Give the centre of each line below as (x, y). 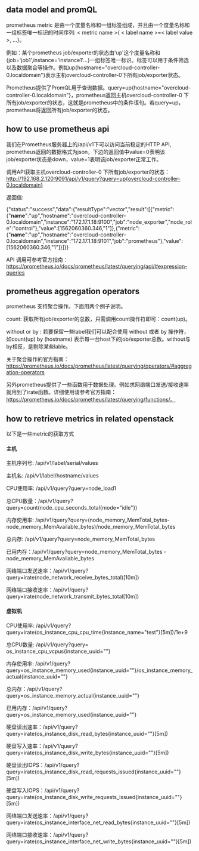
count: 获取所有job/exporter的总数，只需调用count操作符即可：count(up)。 (98, 319)
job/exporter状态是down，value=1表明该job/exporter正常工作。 (84, 159)
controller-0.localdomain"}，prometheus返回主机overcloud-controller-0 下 (98, 95)
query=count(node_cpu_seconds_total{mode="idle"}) (72, 508)
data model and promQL (52, 10)
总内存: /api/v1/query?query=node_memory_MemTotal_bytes (81, 539)
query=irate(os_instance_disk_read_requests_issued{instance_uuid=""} (94, 772)
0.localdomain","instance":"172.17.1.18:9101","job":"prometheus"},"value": (95, 240)
